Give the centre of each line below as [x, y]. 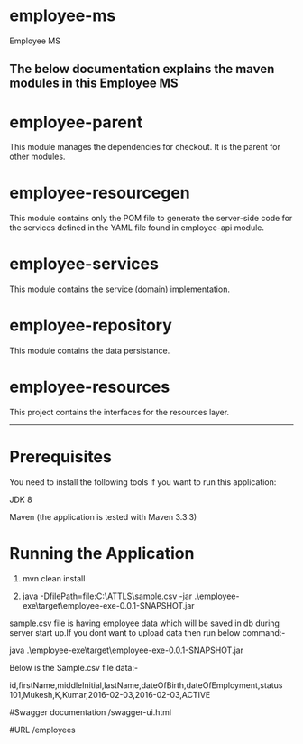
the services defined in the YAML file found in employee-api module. [137, 228]
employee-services [84, 264]
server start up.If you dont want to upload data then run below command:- [147, 632]
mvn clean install [54, 578]
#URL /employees [43, 730]
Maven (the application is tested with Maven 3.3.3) [103, 516]
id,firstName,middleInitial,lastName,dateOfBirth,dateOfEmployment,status [146, 685]
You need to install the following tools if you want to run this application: [143, 482]
